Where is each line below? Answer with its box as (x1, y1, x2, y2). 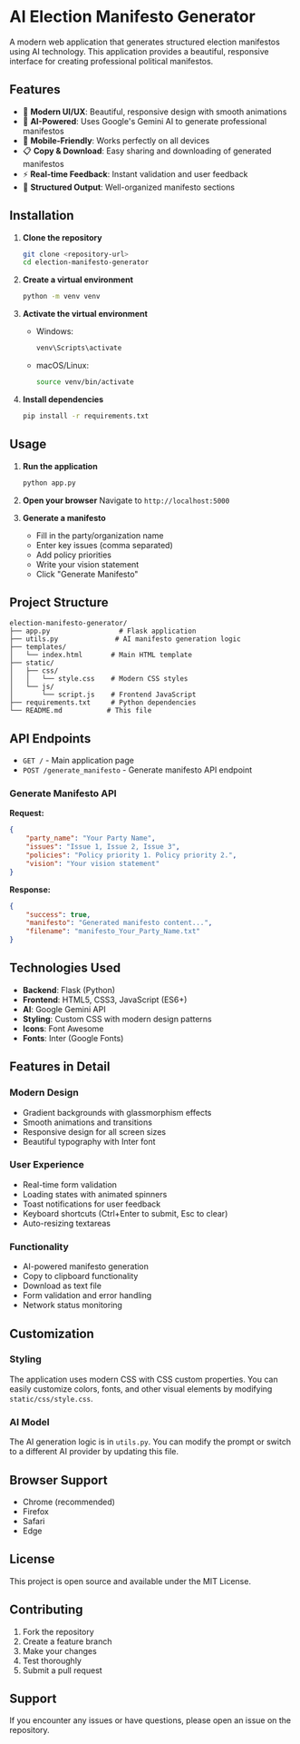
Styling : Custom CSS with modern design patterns (22, 1013, 212, 1024)
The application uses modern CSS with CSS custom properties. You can (9, 1374, 278, 1384)
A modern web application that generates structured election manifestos (9, 36, 281, 47)
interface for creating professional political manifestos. (9, 55, 214, 66)
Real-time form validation (22, 1178, 118, 1190)
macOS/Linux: (35, 360, 89, 371)
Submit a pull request (22, 1664, 102, 1676)
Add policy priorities (35, 549, 111, 560)
